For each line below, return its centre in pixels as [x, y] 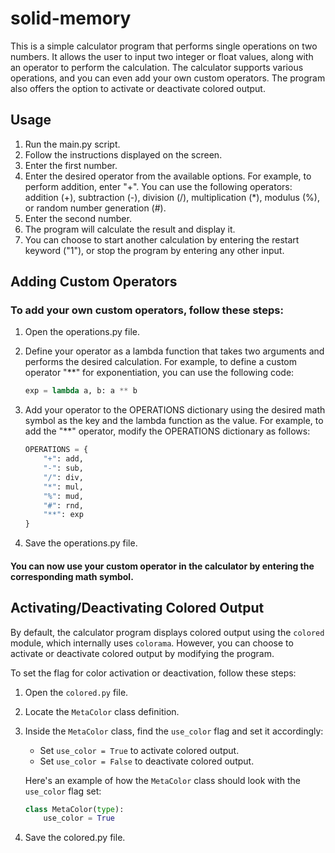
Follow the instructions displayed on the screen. [123, 154]
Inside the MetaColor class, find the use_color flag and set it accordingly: [174, 731]
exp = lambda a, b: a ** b [81, 391]
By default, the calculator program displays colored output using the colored [167, 632]
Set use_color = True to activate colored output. [139, 750]
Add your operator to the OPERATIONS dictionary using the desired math [175, 410]
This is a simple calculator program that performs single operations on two [164, 46]
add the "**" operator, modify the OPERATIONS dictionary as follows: [167, 431]
